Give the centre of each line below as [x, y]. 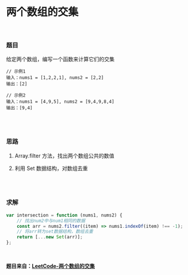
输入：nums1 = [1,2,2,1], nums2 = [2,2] [55, 78]
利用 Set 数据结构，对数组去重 [51, 168]
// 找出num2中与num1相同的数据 [51, 221]
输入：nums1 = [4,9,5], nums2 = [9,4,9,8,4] [60, 102]
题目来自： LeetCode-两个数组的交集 [51, 266]
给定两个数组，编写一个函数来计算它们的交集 [60, 59]
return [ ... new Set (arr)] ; [50, 237]
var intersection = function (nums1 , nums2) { [64, 215]
